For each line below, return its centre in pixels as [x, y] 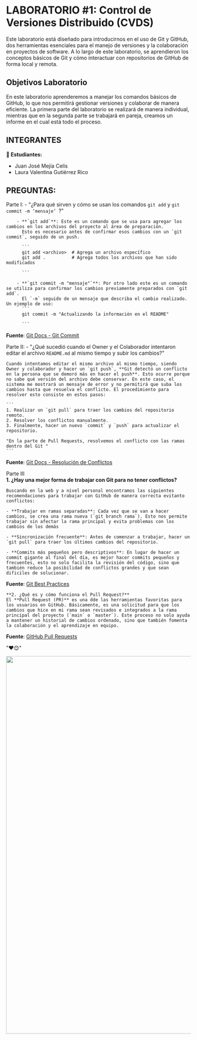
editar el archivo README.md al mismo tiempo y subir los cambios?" [85, 353]
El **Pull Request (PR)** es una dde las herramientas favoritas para [94, 600]
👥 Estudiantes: [24, 154]
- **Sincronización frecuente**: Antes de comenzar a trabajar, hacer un [98, 537]
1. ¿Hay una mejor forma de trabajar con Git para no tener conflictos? [91, 480]
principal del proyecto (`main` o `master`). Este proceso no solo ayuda [98, 615]
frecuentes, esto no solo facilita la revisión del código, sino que [93, 563]
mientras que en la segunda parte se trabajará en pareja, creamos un [89, 115]
